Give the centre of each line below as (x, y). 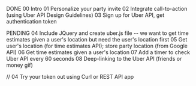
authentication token (31, 21)
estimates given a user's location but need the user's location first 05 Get (97, 39)
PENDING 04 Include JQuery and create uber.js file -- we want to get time (97, 33)
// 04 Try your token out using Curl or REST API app (70, 77)
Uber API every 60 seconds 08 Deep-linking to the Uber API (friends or (94, 59)
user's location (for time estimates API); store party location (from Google (97, 46)
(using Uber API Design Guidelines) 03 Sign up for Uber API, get (85, 15)
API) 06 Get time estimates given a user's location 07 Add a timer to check (98, 52)
